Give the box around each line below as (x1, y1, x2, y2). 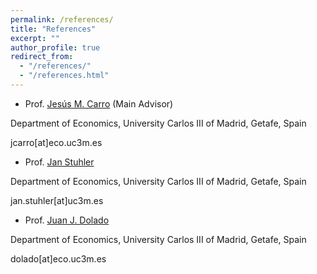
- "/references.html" (19, 71, 110, 81)
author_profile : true (10, 42, 101, 53)
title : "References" (10, 24, 97, 34)
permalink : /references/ (10, 14, 114, 25)
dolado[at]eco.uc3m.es (10, 252, 107, 265)
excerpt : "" (10, 33, 60, 43)
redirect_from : (10, 52, 74, 62)
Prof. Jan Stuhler (24, 156, 95, 168)
